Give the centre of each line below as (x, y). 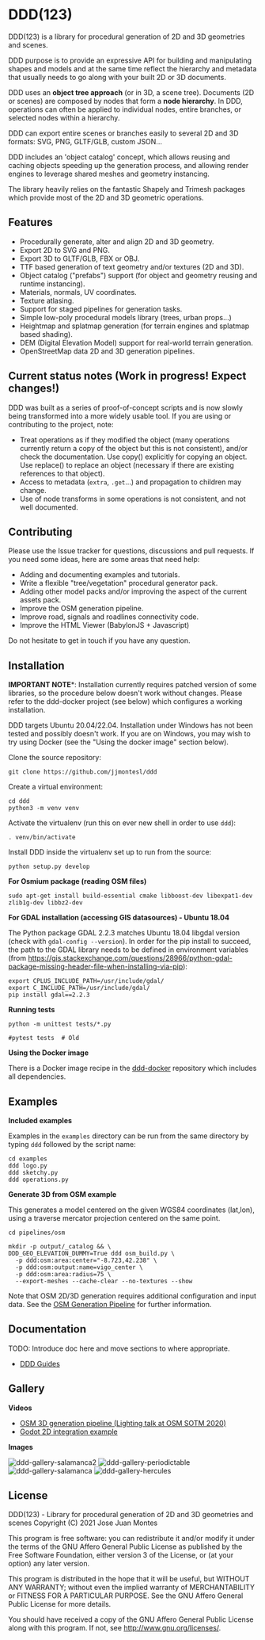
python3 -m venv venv (44, 809)
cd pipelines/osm (37, 1233)
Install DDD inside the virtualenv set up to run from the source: (110, 852)
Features (30, 222)
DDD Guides (40, 1363)
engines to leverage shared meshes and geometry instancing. (109, 174)
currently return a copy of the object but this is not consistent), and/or (134, 448)
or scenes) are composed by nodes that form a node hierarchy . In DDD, (125, 101)
